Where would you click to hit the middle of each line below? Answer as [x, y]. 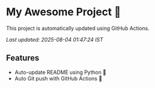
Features [23, 58]
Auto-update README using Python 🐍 [60, 72]
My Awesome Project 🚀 [64, 12]
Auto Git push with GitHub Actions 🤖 [58, 78]
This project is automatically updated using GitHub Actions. [78, 28]
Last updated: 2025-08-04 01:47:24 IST [55, 39]
